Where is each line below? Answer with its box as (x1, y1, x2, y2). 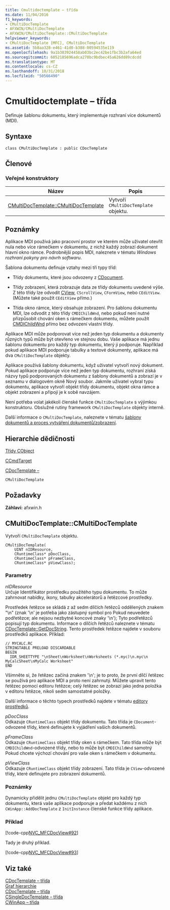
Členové (5, 159, 32, 168)
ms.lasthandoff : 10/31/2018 (5, 69, 65, 74)
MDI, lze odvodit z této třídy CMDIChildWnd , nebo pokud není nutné (12, 310, 150, 316)
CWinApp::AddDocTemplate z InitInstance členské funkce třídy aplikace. (5, 805, 153, 812)
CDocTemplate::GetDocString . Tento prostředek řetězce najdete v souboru (5, 625, 161, 632)
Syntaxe (5, 132, 32, 141)
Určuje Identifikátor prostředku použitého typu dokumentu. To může (5, 589, 147, 595)
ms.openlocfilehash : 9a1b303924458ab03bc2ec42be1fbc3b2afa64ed (5, 50, 142, 55)
